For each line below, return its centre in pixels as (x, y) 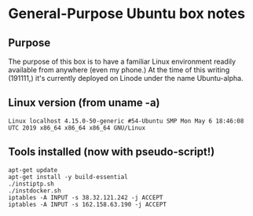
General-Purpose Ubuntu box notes (127, 14)
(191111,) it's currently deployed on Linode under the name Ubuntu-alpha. (126, 78)
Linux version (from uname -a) (84, 103)
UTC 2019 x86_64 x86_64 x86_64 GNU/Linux (77, 128)
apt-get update (33, 170)
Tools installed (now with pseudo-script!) (112, 152)
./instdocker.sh (35, 190)
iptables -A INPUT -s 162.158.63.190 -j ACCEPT (88, 204)
